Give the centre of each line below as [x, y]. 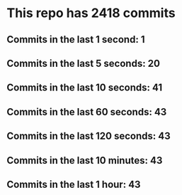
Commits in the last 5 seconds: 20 [84, 63]
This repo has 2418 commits [91, 13]
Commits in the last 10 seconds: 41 [85, 88]
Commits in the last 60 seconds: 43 [87, 112]
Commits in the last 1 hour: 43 [74, 184]
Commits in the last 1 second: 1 [76, 39]
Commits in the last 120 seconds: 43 [89, 136]
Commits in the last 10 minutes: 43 [85, 160]
